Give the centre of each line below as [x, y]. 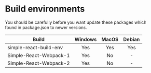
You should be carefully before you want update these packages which [76, 22]
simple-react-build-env [35, 47]
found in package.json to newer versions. [46, 27]
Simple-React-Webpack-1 [39, 55]
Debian [131, 39]
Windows [86, 39]
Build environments [45, 9]
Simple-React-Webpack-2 [39, 63]
